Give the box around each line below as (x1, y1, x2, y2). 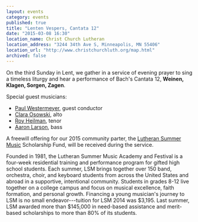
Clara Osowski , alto (14, 111, 62, 118)
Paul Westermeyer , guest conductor (14, 104, 103, 111)
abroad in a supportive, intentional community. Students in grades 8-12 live (6, 178, 190, 185)
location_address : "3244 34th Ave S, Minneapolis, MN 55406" (6, 42, 161, 48)
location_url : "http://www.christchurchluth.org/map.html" (6, 47, 155, 53)
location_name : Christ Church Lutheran (6, 36, 105, 42)
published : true (6, 20, 46, 25)
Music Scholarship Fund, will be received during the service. (6, 141, 154, 148)
